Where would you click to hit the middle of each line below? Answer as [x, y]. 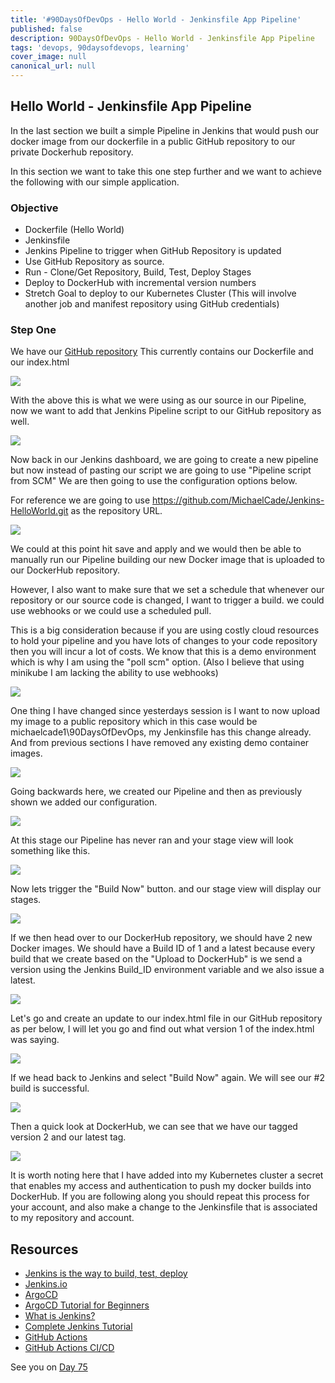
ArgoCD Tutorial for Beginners [87, 1305]
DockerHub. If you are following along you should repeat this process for [160, 1197]
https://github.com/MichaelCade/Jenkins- [238, 500]
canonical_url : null [53, 66]
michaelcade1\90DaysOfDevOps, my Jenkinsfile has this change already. [161, 732]
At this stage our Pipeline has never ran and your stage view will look [152, 840]
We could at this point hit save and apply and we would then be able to [156, 549]
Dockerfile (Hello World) [74, 230]
